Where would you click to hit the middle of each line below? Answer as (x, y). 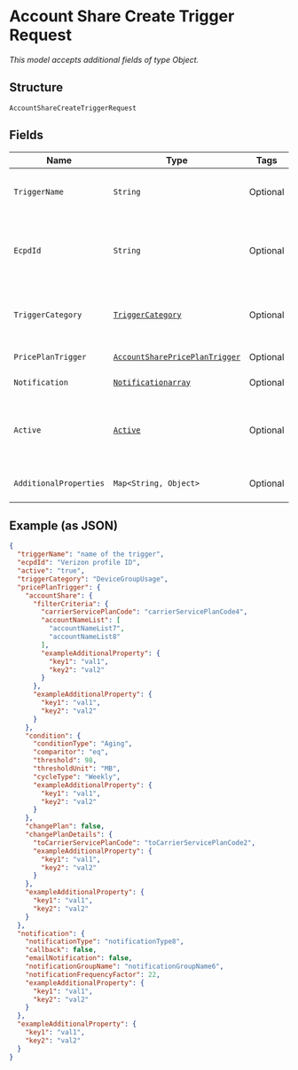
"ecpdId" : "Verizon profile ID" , (79, 563)
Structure (36, 87)
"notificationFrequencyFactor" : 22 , (93, 974)
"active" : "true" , (51, 571)
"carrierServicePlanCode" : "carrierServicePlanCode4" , (145, 612)
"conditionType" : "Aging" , (82, 744)
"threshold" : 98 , (65, 761)
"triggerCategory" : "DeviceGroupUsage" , (93, 579)
